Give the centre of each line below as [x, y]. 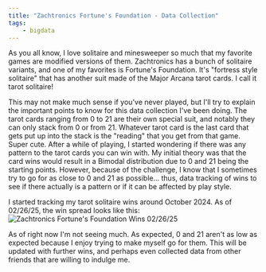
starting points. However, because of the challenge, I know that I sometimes [133, 170]
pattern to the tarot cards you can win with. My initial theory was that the [127, 153]
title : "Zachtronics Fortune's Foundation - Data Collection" [113, 16]
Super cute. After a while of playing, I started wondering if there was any [127, 145]
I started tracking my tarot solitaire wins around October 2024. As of [120, 202]
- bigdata [39, 30]
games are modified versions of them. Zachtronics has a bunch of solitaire [130, 61]
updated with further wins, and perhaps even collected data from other [125, 251]
